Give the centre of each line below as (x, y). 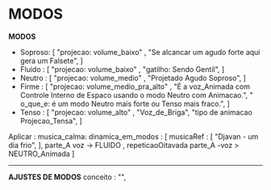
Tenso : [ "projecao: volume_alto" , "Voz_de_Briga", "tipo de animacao (136, 112)
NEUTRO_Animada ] (42, 154)
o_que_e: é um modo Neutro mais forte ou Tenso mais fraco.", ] (125, 103)
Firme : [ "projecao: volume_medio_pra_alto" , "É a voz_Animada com (135, 87)
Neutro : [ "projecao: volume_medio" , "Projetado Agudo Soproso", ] (133, 78)
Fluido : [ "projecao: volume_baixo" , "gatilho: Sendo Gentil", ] (122, 69)
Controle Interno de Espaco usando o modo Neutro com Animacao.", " (137, 95)
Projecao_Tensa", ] (51, 120)
